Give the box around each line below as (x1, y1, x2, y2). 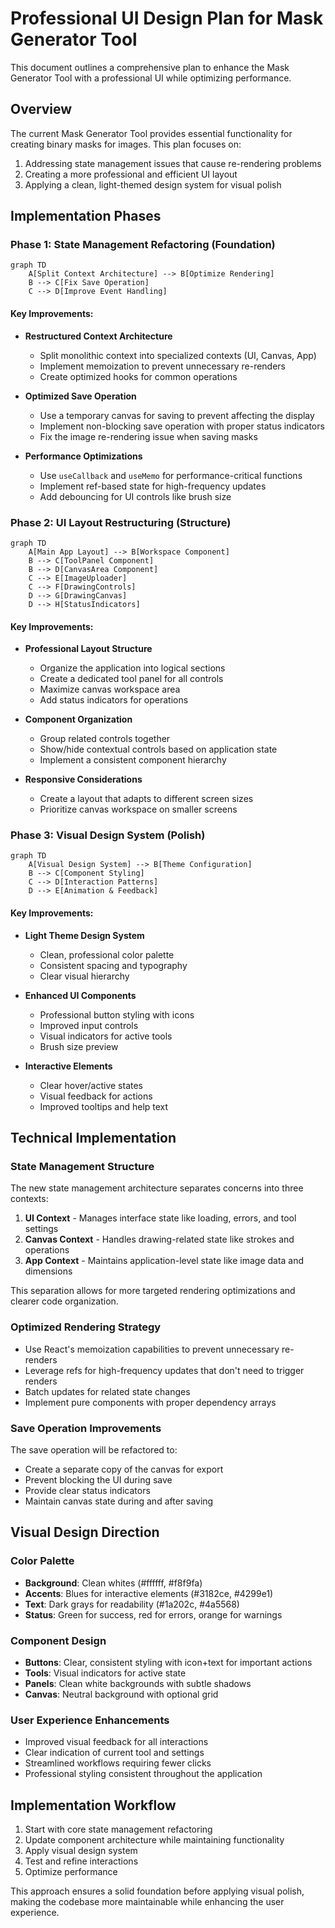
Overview (10, 101, 73, 118)
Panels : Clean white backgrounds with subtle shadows (24, 1677, 252, 1689)
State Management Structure (10, 1159, 155, 1173)
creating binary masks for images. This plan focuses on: (10, 138, 242, 150)
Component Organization (24, 713, 133, 726)
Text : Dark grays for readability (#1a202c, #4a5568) (24, 1598, 240, 1610)
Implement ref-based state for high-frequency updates (39, 480, 267, 492)
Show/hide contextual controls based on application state (39, 743, 278, 756)
